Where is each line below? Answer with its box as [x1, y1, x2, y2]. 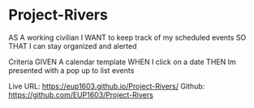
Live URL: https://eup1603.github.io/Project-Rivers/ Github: [8, 81, 205, 91]
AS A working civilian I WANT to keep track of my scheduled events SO [8, 32, 247, 42]
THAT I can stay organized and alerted [8, 41, 137, 50]
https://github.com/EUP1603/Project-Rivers [8, 89, 154, 99]
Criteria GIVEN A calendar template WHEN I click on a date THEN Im [8, 57, 237, 67]
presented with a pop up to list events [8, 65, 135, 75]
